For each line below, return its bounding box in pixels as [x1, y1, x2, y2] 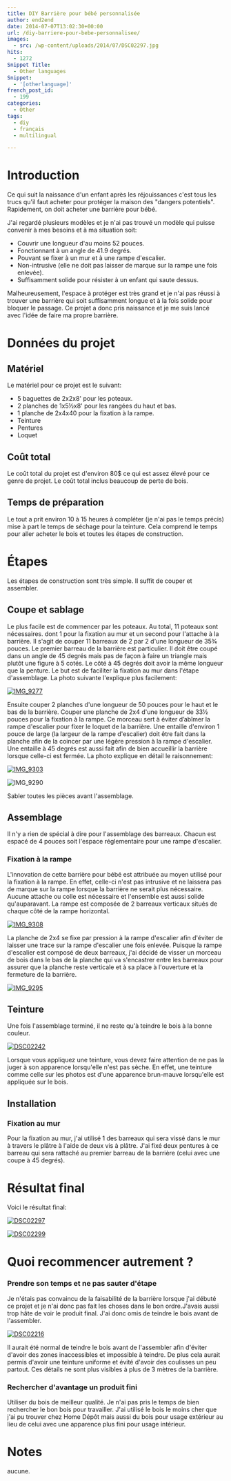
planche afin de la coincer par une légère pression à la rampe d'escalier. [7, 737, 212, 745]
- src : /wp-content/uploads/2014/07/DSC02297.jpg [13, 42, 159, 49]
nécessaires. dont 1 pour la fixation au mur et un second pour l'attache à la [7, 629, 219, 638]
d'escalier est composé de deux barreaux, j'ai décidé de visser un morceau [7, 948, 222, 956]
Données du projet [7, 335, 115, 351]
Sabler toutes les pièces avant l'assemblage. [7, 791, 134, 800]
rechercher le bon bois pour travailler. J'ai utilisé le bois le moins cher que [7, 1405, 217, 1413]
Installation [7, 1097, 57, 1109]
